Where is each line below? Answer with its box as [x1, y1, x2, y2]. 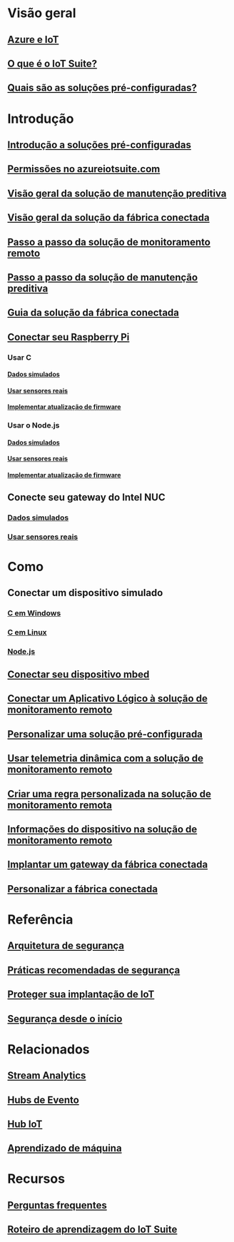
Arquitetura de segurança [7, 940, 125, 952]
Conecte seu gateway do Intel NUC [7, 491, 166, 504]
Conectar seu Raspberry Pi [7, 330, 130, 343]
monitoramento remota [7, 799, 113, 811]
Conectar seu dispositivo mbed [7, 669, 150, 681]
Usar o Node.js [7, 420, 60, 430]
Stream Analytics [7, 1069, 86, 1082]
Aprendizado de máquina [7, 1142, 123, 1154]
